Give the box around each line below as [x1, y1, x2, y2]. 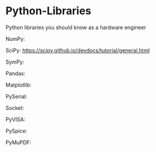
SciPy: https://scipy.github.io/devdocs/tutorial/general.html [5, 46, 150, 54]
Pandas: [5, 69, 26, 77]
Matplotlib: [5, 81, 32, 88]
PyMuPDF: [5, 138, 32, 146]
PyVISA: [5, 116, 26, 123]
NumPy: [5, 35, 25, 42]
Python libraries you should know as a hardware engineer [5, 24, 147, 31]
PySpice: [5, 127, 27, 134]
